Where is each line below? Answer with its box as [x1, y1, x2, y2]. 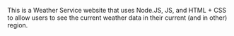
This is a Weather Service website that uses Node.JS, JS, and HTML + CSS [7, 6, 227, 14]
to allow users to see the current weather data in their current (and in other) [7, 13, 228, 22]
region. [7, 21, 28, 29]
